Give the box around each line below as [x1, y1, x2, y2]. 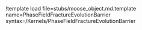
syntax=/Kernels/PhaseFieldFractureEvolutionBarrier [5, 18, 136, 24]
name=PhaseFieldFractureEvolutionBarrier [5, 11, 111, 18]
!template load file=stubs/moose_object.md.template [5, 5, 137, 12]
